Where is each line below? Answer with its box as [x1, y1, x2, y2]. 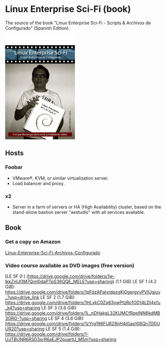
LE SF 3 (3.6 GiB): [41, 304, 78, 310]
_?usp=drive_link [5, 294, 40, 300]
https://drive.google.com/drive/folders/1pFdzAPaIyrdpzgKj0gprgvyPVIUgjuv [5, 289, 161, 295]
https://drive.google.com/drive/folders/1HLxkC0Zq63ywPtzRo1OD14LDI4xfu [5, 299, 161, 305]
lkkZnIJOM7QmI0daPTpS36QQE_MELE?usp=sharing [5, 278, 113, 284]
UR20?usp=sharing [5, 326, 45, 332]
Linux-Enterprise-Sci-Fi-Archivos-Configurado [5, 249, 101, 255]
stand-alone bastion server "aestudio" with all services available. [12, 209, 145, 215]
